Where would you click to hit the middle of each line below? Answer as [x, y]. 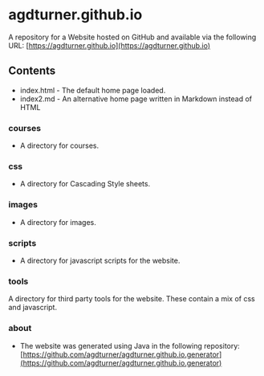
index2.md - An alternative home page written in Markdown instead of [136, 99]
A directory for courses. [59, 145]
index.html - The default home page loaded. [93, 90]
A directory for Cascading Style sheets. [85, 184]
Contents [32, 71]
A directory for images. [58, 222]
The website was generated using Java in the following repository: [130, 345]
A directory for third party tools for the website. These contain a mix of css [132, 299]
